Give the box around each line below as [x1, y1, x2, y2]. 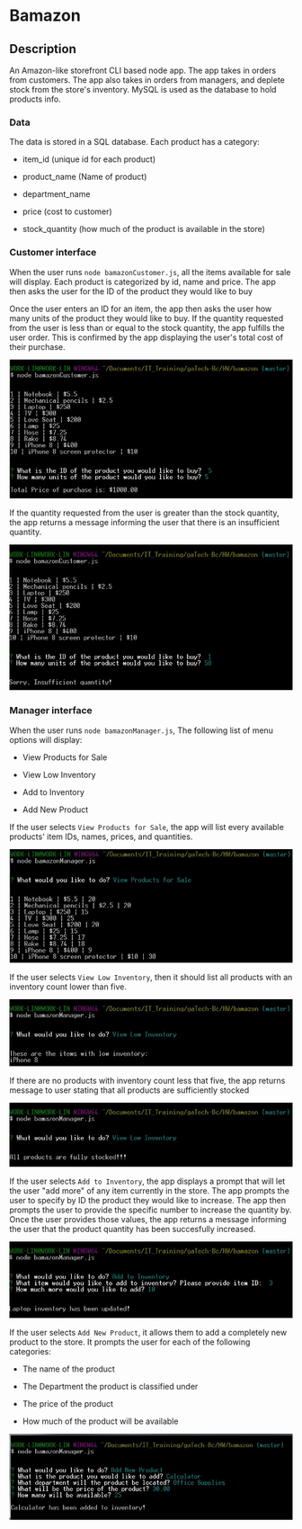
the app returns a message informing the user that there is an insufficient [9, 516, 280, 527]
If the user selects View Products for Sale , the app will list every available [9, 821, 285, 832]
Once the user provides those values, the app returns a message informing [9, 1213, 288, 1224]
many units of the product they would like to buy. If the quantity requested [9, 312, 284, 324]
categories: [9, 1346, 51, 1357]
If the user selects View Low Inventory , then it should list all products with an [9, 972, 293, 983]
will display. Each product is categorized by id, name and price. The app [9, 276, 277, 287]
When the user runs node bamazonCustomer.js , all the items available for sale [9, 266, 291, 277]
